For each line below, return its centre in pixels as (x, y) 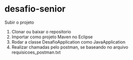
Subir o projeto (19, 22)
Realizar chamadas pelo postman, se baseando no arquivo (70, 47)
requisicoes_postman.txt (36, 52)
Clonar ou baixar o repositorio (41, 31)
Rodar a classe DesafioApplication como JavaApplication (68, 42)
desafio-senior (35, 9)
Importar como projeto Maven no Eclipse (52, 37)
